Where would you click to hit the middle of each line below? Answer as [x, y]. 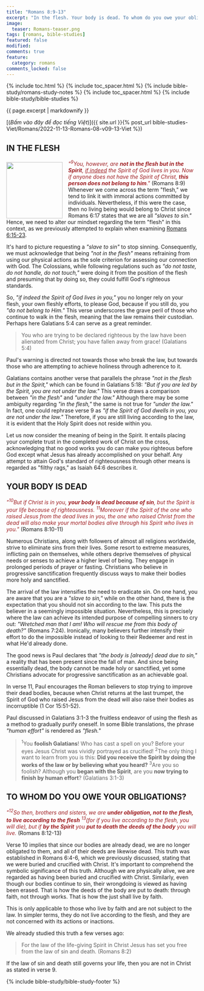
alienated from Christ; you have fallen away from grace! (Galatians [104, 341]
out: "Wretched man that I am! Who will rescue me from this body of [92, 624]
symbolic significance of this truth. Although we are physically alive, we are [100, 871]
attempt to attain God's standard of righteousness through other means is [98, 461]
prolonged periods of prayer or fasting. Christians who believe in [87, 566]
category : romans [34, 63]
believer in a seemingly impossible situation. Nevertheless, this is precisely [100, 611]
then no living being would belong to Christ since [129, 209]
